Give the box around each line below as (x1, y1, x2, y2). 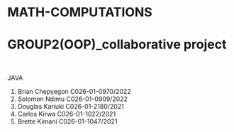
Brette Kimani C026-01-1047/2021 (17, 117, 118, 126)
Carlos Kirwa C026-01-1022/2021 (17, 110, 116, 119)
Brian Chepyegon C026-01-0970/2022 (17, 88, 131, 96)
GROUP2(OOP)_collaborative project (7, 37, 227, 53)
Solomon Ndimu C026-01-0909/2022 (17, 95, 128, 103)
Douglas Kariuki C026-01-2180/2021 (17, 102, 124, 111)
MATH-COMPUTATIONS (7, 4, 152, 20)
